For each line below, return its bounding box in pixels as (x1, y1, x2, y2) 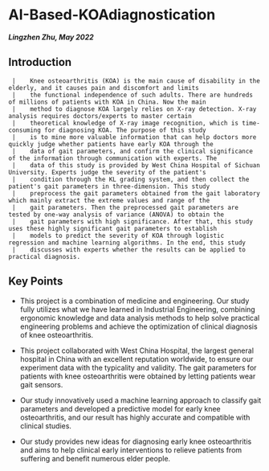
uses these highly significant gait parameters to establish (8, 224, 218, 232)
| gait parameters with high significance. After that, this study (11, 217, 253, 226)
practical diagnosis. (8, 252, 81, 260)
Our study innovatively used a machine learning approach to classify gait (19, 395, 262, 405)
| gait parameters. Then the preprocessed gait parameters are (11, 203, 239, 211)
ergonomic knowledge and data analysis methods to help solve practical (19, 313, 260, 322)
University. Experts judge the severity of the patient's (8, 168, 206, 176)
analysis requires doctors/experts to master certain (8, 112, 193, 120)
